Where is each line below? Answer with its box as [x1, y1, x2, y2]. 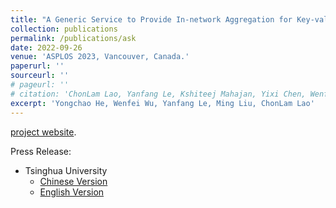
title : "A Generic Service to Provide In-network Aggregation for [10, 14, 293, 25]
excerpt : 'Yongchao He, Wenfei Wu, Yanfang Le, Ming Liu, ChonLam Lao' [10, 98, 315, 108]
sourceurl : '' [10, 71, 70, 81]
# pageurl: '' [10, 80, 70, 90]
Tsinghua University [24, 164, 108, 176]
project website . [10, 126, 77, 138]
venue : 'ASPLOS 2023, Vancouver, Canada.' [10, 52, 190, 62]
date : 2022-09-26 [10, 42, 83, 53]
